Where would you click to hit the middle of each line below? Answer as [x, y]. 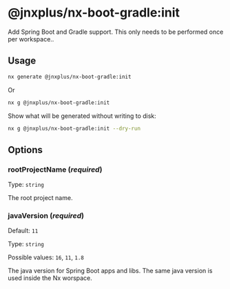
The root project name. [40, 198]
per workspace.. [31, 39]
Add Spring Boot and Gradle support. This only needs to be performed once [116, 32]
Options [25, 150]
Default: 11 [23, 231]
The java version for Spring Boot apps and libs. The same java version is [110, 271]
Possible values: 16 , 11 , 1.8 [46, 257]
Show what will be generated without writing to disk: [82, 116]
